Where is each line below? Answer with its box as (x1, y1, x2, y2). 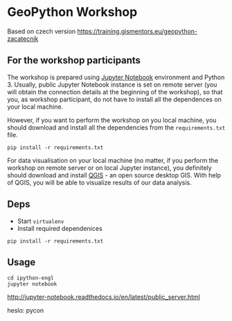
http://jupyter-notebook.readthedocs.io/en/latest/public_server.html (7, 293, 201, 302)
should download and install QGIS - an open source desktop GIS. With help (7, 171, 222, 179)
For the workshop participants (7, 55, 141, 67)
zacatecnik (7, 34, 39, 42)
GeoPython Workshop (7, 4, 138, 20)
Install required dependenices (17, 224, 102, 232)
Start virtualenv (17, 216, 64, 225)
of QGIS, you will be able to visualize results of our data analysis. (7, 178, 192, 186)
